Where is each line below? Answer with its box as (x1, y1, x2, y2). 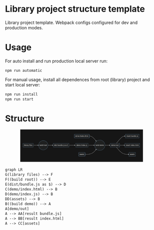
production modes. (5, 24, 43, 30)
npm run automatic (5, 68, 42, 73)
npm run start (5, 97, 34, 102)
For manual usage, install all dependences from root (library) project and (5, 77, 150, 83)
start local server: (5, 82, 40, 87)
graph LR (5, 167, 23, 172)
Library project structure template (5, 3, 145, 15)
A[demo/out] (5, 207, 29, 211)
